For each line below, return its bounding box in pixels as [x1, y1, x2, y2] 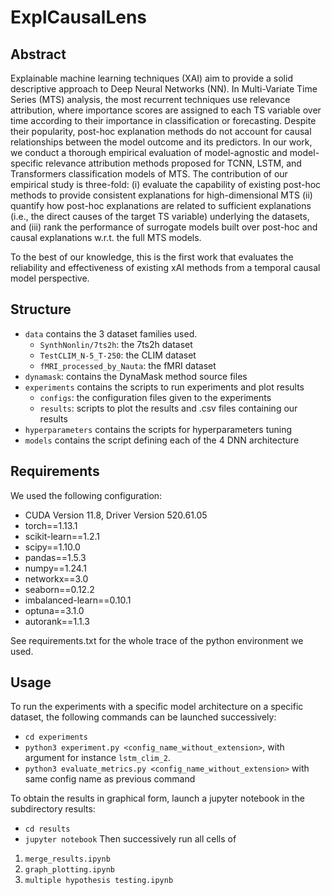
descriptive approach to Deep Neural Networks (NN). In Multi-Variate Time [10, 83, 318, 95]
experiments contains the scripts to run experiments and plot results [24, 381, 305, 393]
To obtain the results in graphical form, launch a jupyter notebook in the [10, 792, 305, 805]
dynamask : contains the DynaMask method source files [24, 370, 248, 382]
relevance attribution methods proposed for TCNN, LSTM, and [45, 157, 302, 169]
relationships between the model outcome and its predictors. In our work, [10, 136, 313, 148]
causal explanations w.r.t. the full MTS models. [10, 232, 202, 243]
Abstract [10, 46, 67, 63]
